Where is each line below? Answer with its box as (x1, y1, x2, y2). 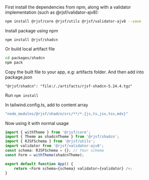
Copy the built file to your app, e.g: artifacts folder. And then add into (5, 69, 144, 75)
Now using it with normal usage (5, 120, 69, 126)
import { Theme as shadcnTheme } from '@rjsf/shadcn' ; (5, 134, 120, 139)
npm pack (5, 60, 23, 65)
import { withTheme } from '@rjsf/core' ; (5, 130, 91, 135)
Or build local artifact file (5, 46, 55, 52)
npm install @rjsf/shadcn (5, 37, 58, 42)
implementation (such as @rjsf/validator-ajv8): (5, 9, 99, 15)
